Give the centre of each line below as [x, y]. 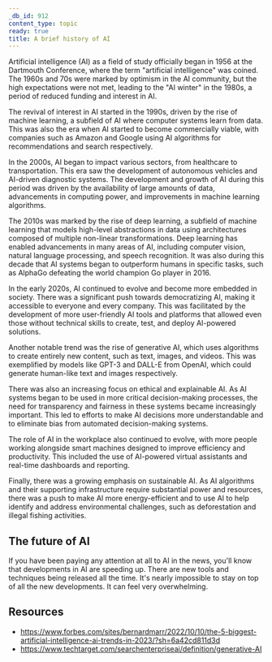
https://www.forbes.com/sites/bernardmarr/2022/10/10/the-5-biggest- [138, 631]
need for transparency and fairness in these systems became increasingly [132, 406]
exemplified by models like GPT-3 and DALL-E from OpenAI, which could [130, 365]
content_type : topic [43, 24]
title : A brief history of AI [60, 39]
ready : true [28, 31]
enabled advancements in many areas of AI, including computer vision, [127, 247]
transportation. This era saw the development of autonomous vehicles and [133, 171]
